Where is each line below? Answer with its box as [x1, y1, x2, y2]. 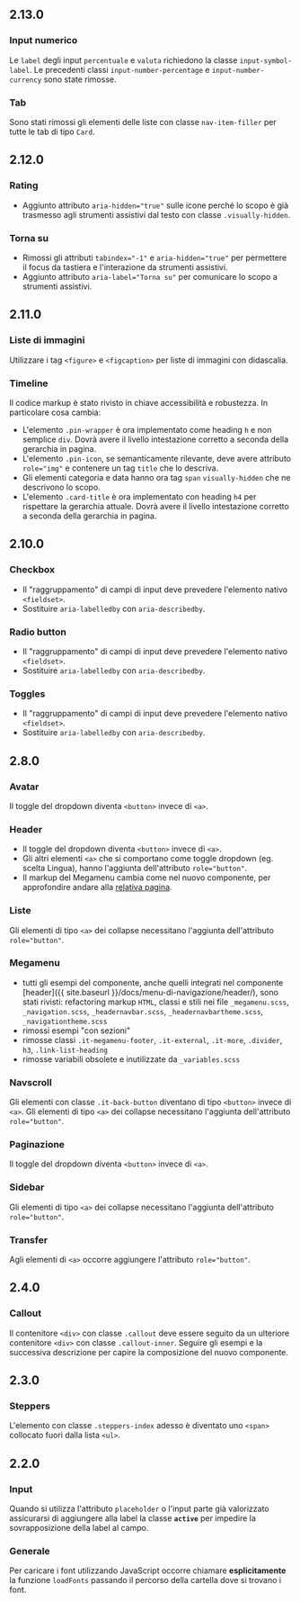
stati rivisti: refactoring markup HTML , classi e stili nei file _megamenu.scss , [22, 996, 289, 1007]
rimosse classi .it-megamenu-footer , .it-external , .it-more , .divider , [22, 1034, 283, 1045]
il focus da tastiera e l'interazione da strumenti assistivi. [22, 261, 228, 273]
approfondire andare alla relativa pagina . [22, 882, 172, 893]
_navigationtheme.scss [22, 1017, 108, 1026]
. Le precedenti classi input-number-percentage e [29, 64, 210, 75]
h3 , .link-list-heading [22, 1044, 108, 1055]
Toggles [9, 688, 46, 700]
